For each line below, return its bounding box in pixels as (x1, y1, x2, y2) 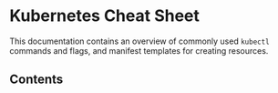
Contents (9, 72, 64, 88)
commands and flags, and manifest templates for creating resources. (9, 45, 269, 56)
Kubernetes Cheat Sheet (9, 5, 201, 26)
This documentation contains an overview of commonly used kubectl (9, 36, 271, 46)
